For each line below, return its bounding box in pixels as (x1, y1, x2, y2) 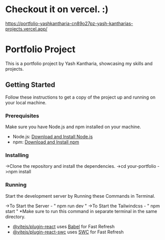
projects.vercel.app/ (5, 25, 47, 32)
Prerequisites (5, 112, 39, 119)
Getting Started (5, 80, 56, 89)
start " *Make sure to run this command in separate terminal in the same (5, 208, 157, 214)
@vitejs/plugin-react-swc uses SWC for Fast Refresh (12, 229, 124, 235)
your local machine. (5, 99, 47, 105)
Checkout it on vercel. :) (5, 4, 108, 15)
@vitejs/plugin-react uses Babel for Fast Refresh (12, 223, 115, 229)
